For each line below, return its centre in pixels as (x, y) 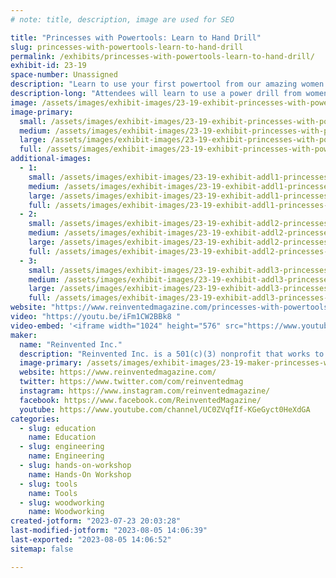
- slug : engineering (62, 447)
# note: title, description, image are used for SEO (122, 19)
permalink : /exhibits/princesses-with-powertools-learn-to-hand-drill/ (162, 56)
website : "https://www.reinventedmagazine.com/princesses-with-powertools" (171, 307)
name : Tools (53, 493)
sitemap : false (42, 549)
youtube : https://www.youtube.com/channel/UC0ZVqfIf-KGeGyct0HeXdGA (165, 409)
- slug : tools (48, 484)
